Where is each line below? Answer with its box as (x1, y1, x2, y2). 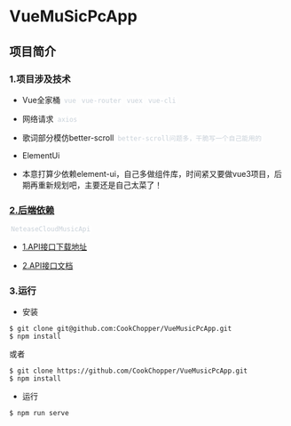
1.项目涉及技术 (9, 73, 71, 85)
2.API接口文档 (21, 261, 74, 271)
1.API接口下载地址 (21, 242, 87, 253)
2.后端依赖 (9, 204, 55, 216)
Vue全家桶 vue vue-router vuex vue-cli (21, 94, 177, 105)
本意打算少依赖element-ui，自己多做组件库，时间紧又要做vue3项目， (21, 168, 275, 179)
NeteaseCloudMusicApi (11, 225, 91, 234)
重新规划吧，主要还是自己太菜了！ (37, 180, 162, 190)
